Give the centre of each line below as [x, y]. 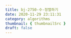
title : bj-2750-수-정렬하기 [32, 10]
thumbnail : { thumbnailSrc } [35, 23]
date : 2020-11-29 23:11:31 [33, 14]
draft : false [19, 28]
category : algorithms [28, 19]
